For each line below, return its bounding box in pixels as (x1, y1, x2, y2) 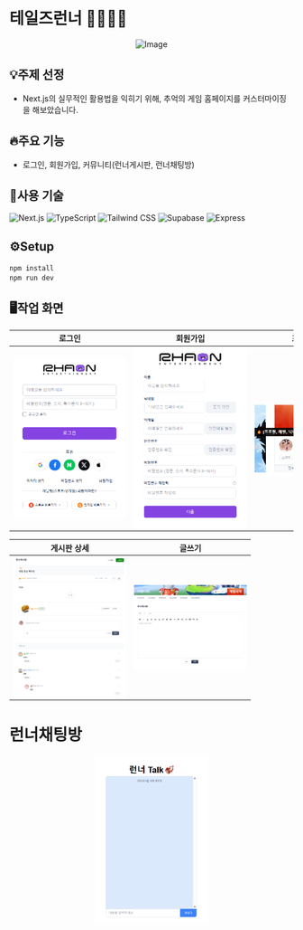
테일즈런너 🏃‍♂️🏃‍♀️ (9, 8, 128, 29)
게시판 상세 (50, 542, 90, 553)
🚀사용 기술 (9, 187, 65, 204)
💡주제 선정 (9, 67, 65, 82)
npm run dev (9, 273, 54, 283)
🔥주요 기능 (9, 133, 65, 149)
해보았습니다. (32, 104, 78, 115)
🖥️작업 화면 (9, 300, 64, 317)
